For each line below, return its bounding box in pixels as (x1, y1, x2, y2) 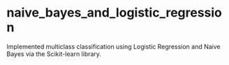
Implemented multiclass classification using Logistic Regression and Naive (6, 42, 221, 50)
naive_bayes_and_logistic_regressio (6, 5, 223, 21)
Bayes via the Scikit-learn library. (6, 50, 102, 58)
